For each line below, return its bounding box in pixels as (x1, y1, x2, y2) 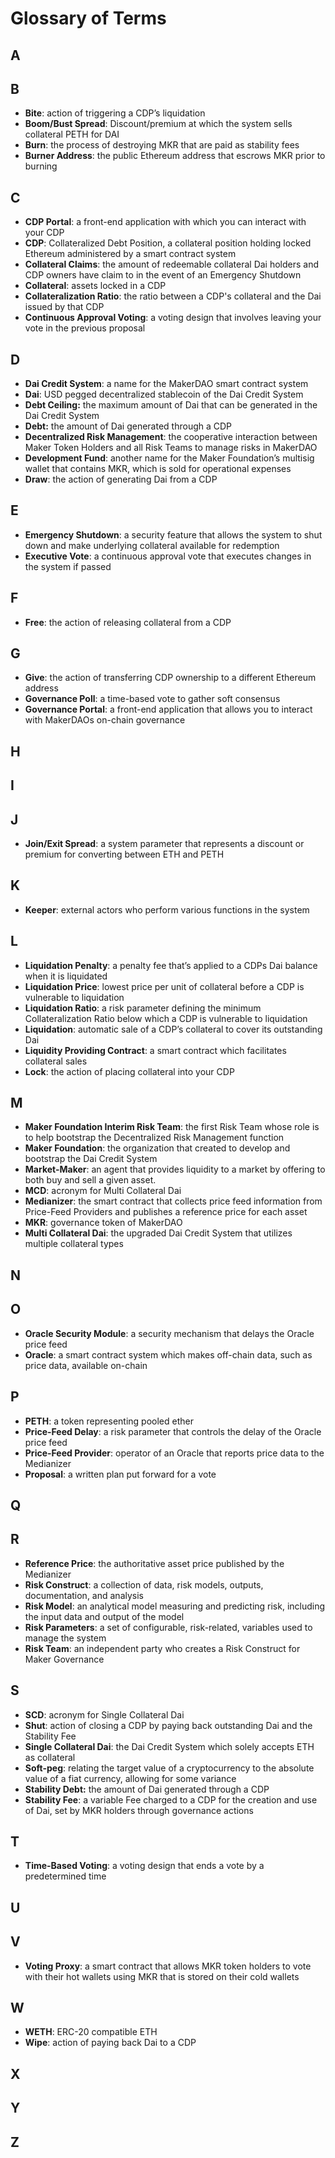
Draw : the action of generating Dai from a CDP (24, 473, 218, 486)
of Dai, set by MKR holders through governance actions (24, 1804, 254, 1816)
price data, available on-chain (24, 1359, 148, 1371)
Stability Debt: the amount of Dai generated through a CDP (24, 1783, 270, 1795)
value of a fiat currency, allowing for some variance (24, 1772, 237, 1784)
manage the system (24, 1632, 107, 1644)
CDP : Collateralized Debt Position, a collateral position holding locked (24, 237, 312, 249)
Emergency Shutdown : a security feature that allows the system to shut (24, 528, 323, 541)
